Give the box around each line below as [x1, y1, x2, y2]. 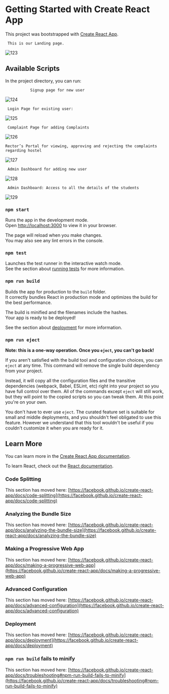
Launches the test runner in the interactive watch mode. [5, 261, 122, 267]
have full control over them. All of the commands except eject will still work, [5, 388, 164, 394]
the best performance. [5, 299, 52, 306]
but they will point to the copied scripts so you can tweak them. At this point [5, 394, 163, 400]
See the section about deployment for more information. [5, 324, 122, 330]
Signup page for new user [30, 88, 85, 93]
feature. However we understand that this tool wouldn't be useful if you [5, 419, 154, 425]
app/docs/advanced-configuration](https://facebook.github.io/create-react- [5, 602, 164, 608]
